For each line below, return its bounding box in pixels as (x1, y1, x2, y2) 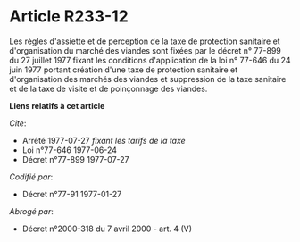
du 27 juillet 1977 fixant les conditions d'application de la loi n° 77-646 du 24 (9, 54, 291, 65)
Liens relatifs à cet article (9, 100, 105, 111)
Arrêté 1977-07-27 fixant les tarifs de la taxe (21, 135, 186, 146)
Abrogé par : (9, 205, 54, 216)
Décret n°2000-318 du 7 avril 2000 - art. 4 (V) (21, 223, 193, 234)
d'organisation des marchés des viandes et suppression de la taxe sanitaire (9, 73, 287, 84)
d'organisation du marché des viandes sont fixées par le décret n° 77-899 (9, 45, 281, 55)
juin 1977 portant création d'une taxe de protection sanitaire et (9, 64, 238, 75)
